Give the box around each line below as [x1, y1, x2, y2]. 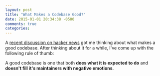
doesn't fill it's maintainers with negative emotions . [5, 65, 114, 71]
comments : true [5, 21, 37, 26]
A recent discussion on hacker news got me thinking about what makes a [5, 39, 156, 45]
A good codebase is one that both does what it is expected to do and [5, 60, 149, 66]
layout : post [5, 7, 32, 12]
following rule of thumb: [5, 50, 54, 56]
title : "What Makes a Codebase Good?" [5, 12, 86, 17]
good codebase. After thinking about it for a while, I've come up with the [5, 45, 154, 51]
